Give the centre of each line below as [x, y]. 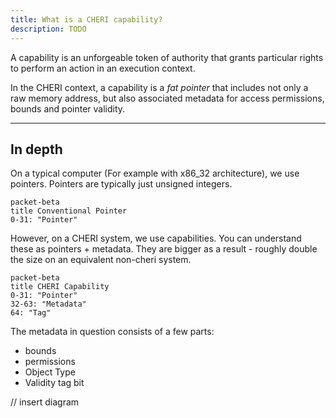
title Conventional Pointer [69, 211]
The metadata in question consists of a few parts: [112, 332]
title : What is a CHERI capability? [86, 19]
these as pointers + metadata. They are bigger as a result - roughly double [164, 249]
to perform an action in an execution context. [103, 68]
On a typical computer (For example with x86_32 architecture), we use [155, 173]
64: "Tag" [31, 313]
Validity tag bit [54, 383]
